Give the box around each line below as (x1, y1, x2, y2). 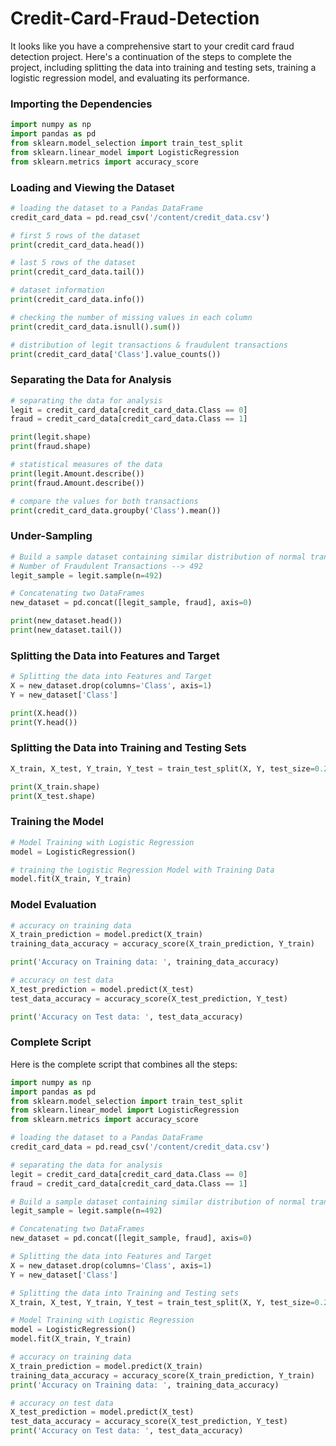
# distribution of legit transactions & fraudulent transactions (10, 340, 288, 350)
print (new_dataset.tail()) (10, 625, 123, 635)
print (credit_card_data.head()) (10, 240, 145, 250)
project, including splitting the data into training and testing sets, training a (10, 61, 317, 73)
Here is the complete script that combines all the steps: (10, 1058, 238, 1070)
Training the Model (10, 815, 104, 829)
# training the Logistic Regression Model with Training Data (10, 865, 275, 875)
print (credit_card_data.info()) (10, 295, 145, 305)
